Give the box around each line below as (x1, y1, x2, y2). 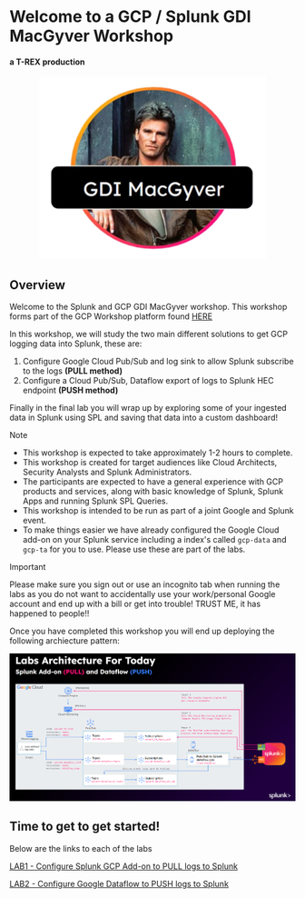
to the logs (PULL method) (22, 365, 123, 376)
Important (9, 562, 46, 573)
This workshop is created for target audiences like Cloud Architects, (22, 457, 278, 468)
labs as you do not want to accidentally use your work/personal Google (9, 589, 276, 600)
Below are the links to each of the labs (9, 843, 152, 853)
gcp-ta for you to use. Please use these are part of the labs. (22, 544, 246, 555)
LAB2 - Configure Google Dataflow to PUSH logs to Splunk (9, 878, 230, 889)
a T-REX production (9, 56, 85, 67)
